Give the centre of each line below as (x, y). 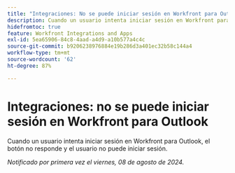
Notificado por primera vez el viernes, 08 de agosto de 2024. (96, 162)
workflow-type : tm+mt (39, 53)
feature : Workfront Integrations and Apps (70, 33)
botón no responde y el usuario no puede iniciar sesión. (87, 148)
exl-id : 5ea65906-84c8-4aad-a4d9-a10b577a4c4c (76, 40)
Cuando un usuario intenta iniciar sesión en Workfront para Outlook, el (109, 141)
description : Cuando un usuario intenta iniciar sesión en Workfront (111, 20)
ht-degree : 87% (29, 66)
